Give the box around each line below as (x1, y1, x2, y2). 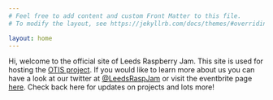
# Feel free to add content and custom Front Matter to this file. (8, 11, 242, 20)
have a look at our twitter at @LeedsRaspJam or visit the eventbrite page (8, 74, 253, 84)
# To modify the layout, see (8, 20, 107, 28)
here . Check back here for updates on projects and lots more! (8, 82, 215, 92)
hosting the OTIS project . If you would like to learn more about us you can (8, 65, 255, 75)
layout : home (8, 34, 53, 42)
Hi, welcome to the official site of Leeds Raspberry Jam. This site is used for (8, 56, 264, 66)
